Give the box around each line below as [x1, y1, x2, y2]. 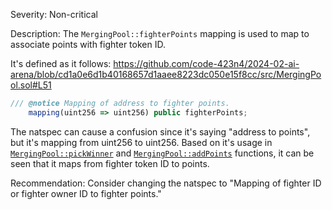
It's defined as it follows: [10, 58, 112, 69]
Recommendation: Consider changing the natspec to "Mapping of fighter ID [10, 177, 322, 189]
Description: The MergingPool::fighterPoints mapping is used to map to [10, 28, 310, 39]
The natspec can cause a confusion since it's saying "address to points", [10, 125, 311, 138]
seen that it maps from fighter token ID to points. [10, 157, 210, 169]
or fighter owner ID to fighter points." [10, 187, 162, 199]
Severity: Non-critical [10, 9, 98, 20]
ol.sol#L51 [10, 79, 52, 91]
